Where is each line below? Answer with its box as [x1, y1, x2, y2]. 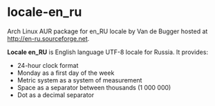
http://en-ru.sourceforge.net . [7, 34, 90, 42]
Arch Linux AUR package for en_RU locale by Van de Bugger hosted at [7, 27, 208, 35]
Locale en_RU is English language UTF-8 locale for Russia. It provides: [7, 48, 209, 56]
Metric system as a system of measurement [17, 76, 142, 84]
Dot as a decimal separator [17, 91, 95, 99]
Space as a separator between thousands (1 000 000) [17, 83, 171, 91]
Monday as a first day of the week [17, 69, 115, 77]
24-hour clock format [17, 61, 79, 69]
